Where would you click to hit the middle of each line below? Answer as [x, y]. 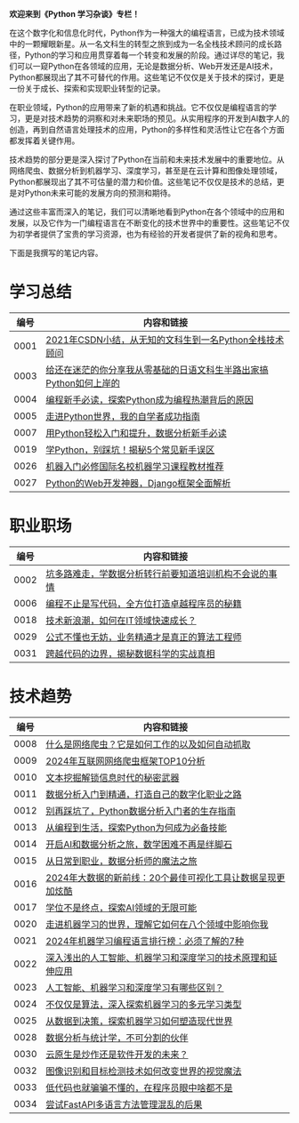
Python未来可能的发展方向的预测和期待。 [100, 193]
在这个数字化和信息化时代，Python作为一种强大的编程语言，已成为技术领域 [147, 33]
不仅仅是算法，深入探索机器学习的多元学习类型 [144, 1004]
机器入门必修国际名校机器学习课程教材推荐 [135, 466]
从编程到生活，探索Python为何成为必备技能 [136, 828]
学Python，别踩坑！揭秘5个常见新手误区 [130, 450]
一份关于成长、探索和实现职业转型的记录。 [87, 88]
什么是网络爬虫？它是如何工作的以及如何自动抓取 [148, 744]
